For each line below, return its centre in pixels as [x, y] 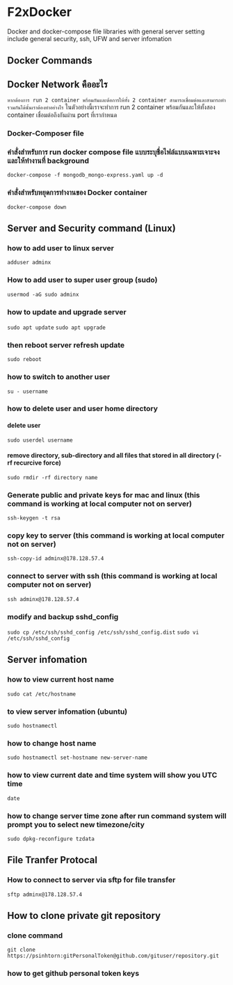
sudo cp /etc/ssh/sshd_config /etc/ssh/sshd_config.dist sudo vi [103, 633]
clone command [35, 935]
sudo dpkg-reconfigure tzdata [51, 839]
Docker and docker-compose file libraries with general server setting [106, 31]
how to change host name [52, 743]
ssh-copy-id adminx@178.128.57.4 [56, 559]
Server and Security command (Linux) [91, 229]
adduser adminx [29, 263]
